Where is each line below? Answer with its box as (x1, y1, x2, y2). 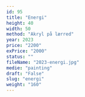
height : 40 (6, 20, 34, 26)
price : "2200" (6, 43, 42, 49)
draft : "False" (6, 70, 45, 77)
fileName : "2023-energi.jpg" (6, 59, 80, 65)
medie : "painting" (6, 64, 52, 71)
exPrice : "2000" (6, 48, 47, 54)
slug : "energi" (6, 76, 45, 82)
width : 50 (6, 25, 31, 32)
